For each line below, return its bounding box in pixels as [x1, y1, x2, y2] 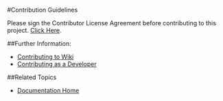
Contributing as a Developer [16, 60, 97, 68]
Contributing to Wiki [16, 53, 74, 61]
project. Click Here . [7, 27, 62, 34]
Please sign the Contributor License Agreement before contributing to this [7, 19, 216, 27]
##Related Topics [7, 73, 57, 81]
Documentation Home [16, 87, 80, 94]
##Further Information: [7, 40, 72, 47]
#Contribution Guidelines [7, 6, 78, 14]
